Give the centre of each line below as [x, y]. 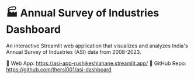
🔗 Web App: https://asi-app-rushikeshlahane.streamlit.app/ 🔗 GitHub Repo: [96, 63]
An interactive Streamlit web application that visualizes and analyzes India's [97, 46]
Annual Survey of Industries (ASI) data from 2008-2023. [74, 51]
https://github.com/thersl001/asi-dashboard [59, 69]
